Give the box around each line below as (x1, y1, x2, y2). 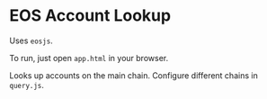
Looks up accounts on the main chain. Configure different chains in (9, 69, 258, 81)
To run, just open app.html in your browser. (9, 52, 169, 63)
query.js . (9, 79, 45, 90)
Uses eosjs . (9, 35, 54, 46)
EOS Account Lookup (9, 5, 172, 26)
